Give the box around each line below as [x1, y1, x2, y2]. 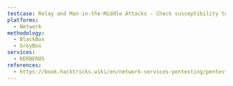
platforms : [7, 17, 39, 24]
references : [7, 62, 42, 69]
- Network [13, 23, 42, 30]
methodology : [7, 29, 45, 37]
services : [7, 49, 36, 56]
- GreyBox [13, 42, 42, 49]
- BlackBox [13, 36, 45, 43]
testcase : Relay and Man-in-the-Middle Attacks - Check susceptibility [7, 10, 218, 17]
